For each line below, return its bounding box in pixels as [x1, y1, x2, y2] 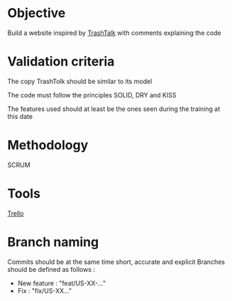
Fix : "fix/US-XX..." [17, 286, 72, 295]
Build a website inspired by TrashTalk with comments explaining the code [7, 28, 221, 37]
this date [7, 112, 33, 120]
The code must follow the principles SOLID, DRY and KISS [7, 90, 177, 99]
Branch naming [7, 233, 99, 250]
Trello [7, 208, 24, 218]
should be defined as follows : [7, 265, 96, 273]
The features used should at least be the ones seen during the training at [7, 105, 221, 113]
